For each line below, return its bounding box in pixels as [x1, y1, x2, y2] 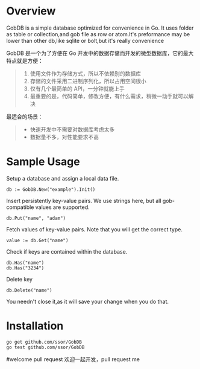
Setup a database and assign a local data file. [6, 175, 119, 182]
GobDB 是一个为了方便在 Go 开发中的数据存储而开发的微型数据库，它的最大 [6, 50, 194, 57]
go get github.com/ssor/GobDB [6, 339, 83, 345]
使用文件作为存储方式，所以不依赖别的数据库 [30, 69, 142, 77]
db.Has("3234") [6, 265, 45, 271]
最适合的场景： [6, 113, 43, 120]
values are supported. [35, 204, 90, 211]
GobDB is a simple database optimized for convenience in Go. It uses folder [6, 24, 194, 31]
